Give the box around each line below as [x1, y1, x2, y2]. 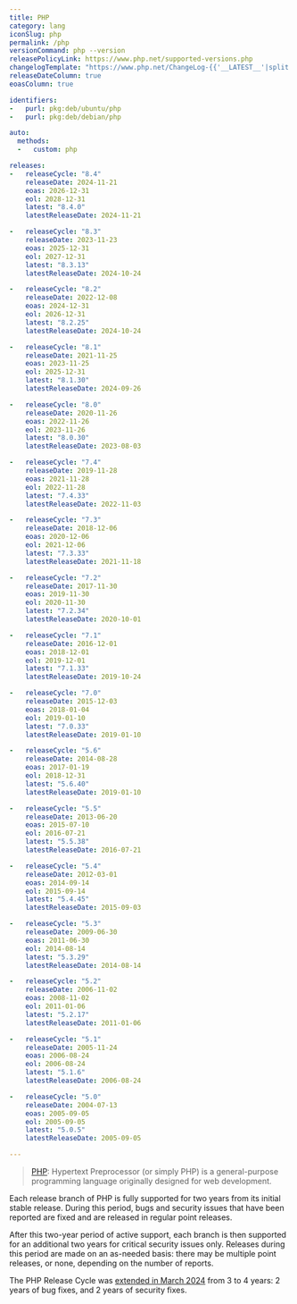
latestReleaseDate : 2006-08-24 [25, 1076, 142, 1085]
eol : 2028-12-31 [25, 194, 87, 204]
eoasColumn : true [9, 80, 74, 88]
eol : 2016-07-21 [25, 829, 87, 838]
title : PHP [9, 13, 50, 22]
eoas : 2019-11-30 [25, 590, 90, 599]
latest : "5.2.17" [25, 1010, 90, 1019]
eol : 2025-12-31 [25, 367, 87, 376]
